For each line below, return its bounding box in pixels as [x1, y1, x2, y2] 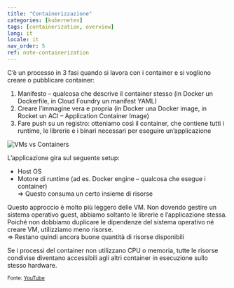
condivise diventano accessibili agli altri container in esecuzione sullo [7, 253, 208, 262]
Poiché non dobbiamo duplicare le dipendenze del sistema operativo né [7, 217, 214, 226]
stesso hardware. [7, 261, 57, 269]
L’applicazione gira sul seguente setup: [7, 153, 121, 161]
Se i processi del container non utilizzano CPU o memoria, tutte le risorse [7, 246, 219, 254]
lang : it [7, 29, 33, 37]
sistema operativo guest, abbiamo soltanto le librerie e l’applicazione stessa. [7, 210, 228, 219]
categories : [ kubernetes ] [7, 17, 83, 24]
